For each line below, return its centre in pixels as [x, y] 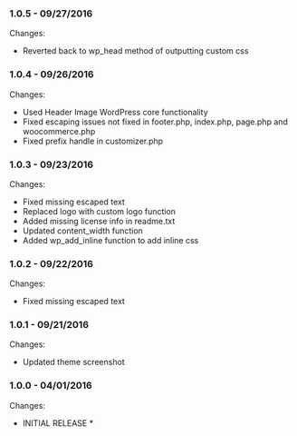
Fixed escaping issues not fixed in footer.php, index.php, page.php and [155, 122]
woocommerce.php [59, 131]
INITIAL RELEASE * [57, 423]
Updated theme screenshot [73, 362]
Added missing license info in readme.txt [99, 221]
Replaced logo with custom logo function [99, 211]
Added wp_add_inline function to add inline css [110, 240]
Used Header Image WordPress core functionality [115, 112]
